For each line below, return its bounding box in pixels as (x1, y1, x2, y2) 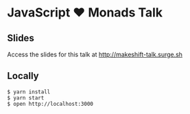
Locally (7, 70, 39, 82)
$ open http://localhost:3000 (7, 100, 94, 107)
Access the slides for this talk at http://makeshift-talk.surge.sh (7, 50, 183, 58)
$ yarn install (7, 88, 51, 95)
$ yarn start (7, 94, 45, 101)
